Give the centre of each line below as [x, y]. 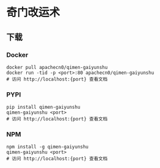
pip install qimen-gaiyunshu [43, 108]
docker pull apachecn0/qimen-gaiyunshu [57, 67]
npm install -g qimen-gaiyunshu [47, 147]
